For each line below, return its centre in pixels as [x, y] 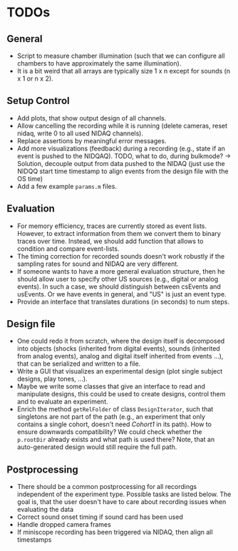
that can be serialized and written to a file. [79, 364]
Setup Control [38, 101]
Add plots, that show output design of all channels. [92, 118]
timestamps [34, 540]
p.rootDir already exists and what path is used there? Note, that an [116, 440]
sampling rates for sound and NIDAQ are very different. [98, 264]
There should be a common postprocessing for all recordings [107, 487]
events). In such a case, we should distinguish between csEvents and [119, 287]
